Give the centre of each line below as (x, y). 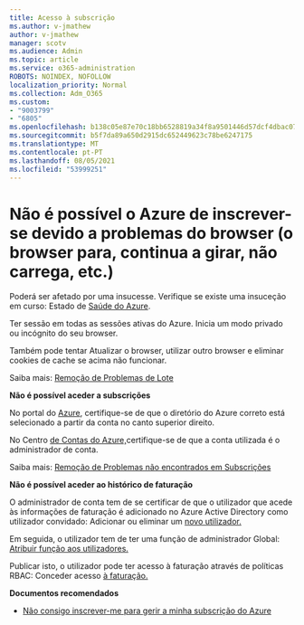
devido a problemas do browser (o (162, 233)
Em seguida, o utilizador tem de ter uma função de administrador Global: (145, 539)
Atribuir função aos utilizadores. (69, 549)
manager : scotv (38, 43)
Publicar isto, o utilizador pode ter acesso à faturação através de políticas (147, 566)
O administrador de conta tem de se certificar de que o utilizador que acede (151, 502)
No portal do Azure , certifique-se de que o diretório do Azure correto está (147, 413)
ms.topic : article (44, 60)
